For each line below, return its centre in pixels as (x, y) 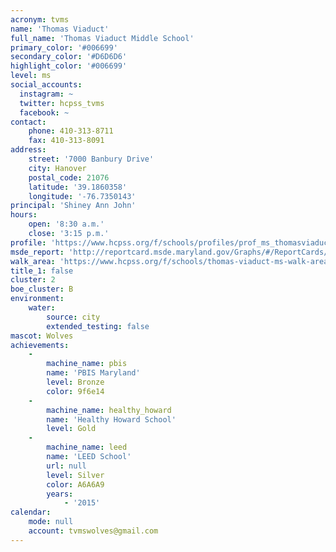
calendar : (31, 512)
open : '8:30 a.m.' (66, 224)
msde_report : (37, 252)
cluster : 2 (33, 280)
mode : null (51, 522)
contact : (28, 122)
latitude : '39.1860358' (78, 187)
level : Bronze (75, 382)
